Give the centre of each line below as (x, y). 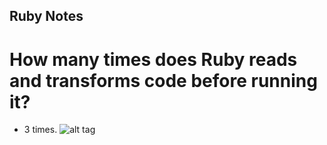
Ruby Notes (46, 16)
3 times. (40, 130)
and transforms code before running (163, 80)
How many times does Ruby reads (153, 59)
